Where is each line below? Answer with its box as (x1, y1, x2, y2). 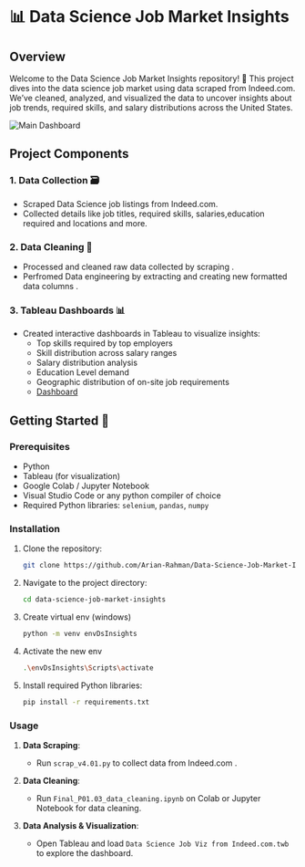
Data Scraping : (22, 739, 80, 750)
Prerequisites (9, 440, 70, 453)
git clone (22, 561, 61, 570)
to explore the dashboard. (36, 847, 134, 858)
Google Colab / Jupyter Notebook (22, 480, 150, 491)
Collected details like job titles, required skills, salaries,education (22, 208, 266, 219)
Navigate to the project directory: (22, 578, 147, 589)
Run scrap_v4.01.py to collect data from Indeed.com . (36, 757, 238, 768)
